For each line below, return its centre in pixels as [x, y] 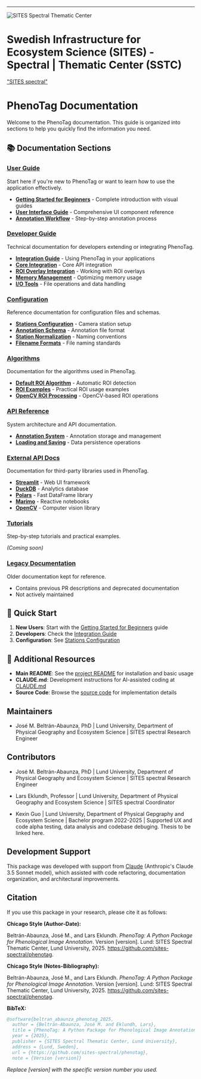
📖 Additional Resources [51, 659]
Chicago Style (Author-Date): [44, 923]
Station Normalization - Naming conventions [71, 337]
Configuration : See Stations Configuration [68, 640]
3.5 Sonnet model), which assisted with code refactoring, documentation [96, 872]
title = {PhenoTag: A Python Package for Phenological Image [90, 1030]
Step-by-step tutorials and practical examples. [64, 537]
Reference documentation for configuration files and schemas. [84, 312]
